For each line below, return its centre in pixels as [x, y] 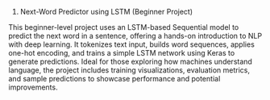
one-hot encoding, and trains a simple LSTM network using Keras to [122, 53]
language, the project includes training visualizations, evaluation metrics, [129, 70]
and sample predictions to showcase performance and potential [114, 79]
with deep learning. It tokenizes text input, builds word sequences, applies [132, 44]
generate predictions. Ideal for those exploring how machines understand [130, 61]
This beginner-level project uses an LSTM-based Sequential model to [124, 27]
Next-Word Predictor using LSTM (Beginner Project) [106, 12]
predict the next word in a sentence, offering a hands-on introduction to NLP [135, 36]
